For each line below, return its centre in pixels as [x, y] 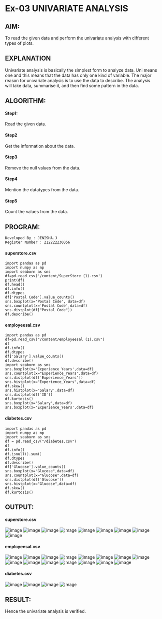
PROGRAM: [22, 227]
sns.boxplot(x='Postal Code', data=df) [45, 301]
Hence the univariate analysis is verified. [45, 611]
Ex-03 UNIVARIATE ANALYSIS [67, 8]
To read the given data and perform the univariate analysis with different [77, 38]
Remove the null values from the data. [43, 167]
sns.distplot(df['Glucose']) [34, 479]
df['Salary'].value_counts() [34, 357]
